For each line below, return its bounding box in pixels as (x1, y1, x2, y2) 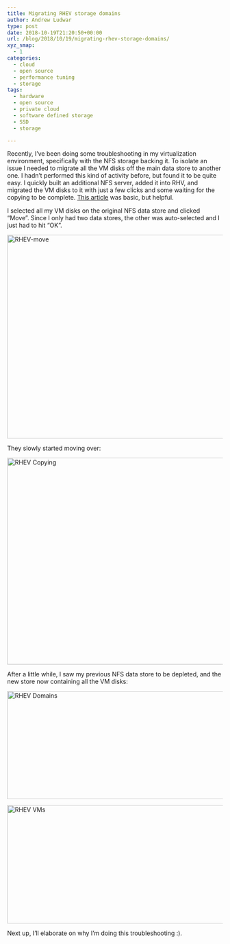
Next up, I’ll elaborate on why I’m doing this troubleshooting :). (7, 929, 183, 937)
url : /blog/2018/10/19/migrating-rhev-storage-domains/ (7, 36, 170, 43)
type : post (7, 23, 38, 29)
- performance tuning (13, 73, 75, 81)
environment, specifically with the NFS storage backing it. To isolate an (7, 157, 207, 165)
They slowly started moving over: (7, 444, 101, 453)
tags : (7, 86, 23, 93)
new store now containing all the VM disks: (7, 677, 129, 686)
